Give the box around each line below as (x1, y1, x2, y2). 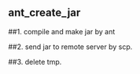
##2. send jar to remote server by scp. (8, 42, 133, 51)
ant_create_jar (8, 6, 81, 19)
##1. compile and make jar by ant (8, 26, 116, 36)
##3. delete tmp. (8, 57, 62, 66)
